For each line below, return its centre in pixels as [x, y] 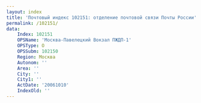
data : [13, 29]
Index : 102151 [35, 35]
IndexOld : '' [34, 91]
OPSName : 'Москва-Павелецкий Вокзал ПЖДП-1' [74, 40]
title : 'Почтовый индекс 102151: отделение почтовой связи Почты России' [102, 18]
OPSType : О [31, 46]
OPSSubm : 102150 [38, 51]
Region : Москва [36, 57]
